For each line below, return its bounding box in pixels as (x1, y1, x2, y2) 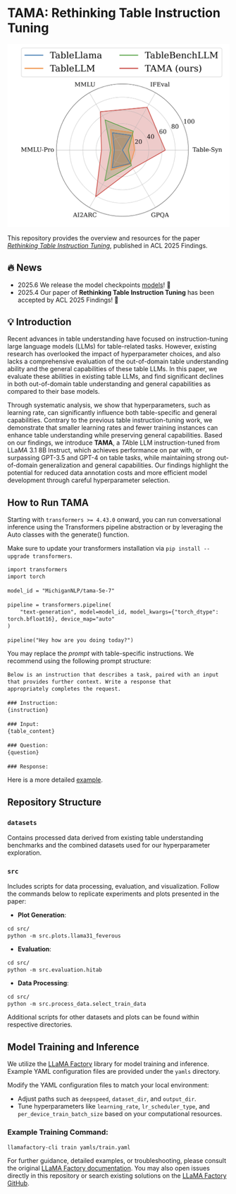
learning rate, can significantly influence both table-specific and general (7, 409, 217, 417)
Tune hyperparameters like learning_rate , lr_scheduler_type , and (17, 1102, 210, 1111)
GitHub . (7, 1179, 30, 1188)
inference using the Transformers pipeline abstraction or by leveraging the (7, 523, 223, 532)
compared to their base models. (7, 387, 100, 396)
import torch (7, 573, 46, 580)
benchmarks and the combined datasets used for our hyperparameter (7, 841, 211, 849)
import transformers (7, 566, 68, 573)
